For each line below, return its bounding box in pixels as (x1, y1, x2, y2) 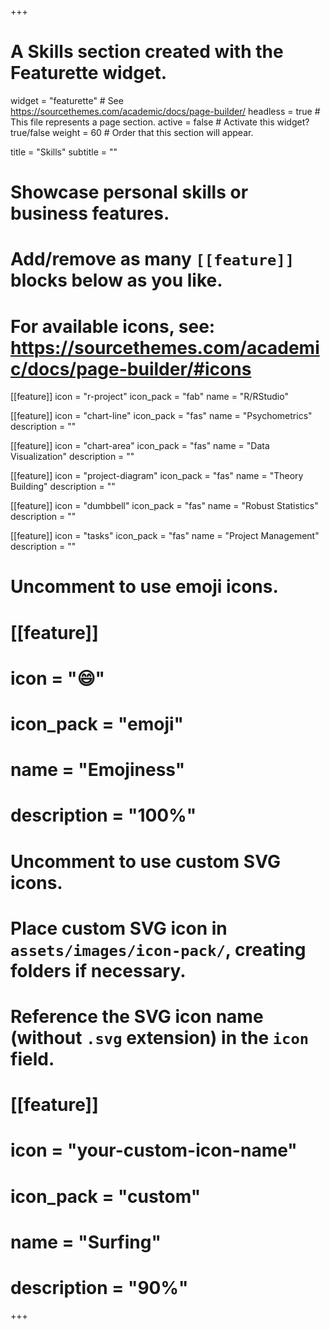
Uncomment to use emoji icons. (10, 576, 279, 598)
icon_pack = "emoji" (10, 713, 185, 735)
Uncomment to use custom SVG (10, 850, 281, 873)
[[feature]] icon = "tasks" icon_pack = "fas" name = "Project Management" (10, 530, 320, 542)
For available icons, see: (10, 315, 216, 338)
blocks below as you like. (10, 269, 223, 292)
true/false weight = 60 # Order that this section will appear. (10, 126, 254, 138)
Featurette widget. (10, 62, 168, 85)
